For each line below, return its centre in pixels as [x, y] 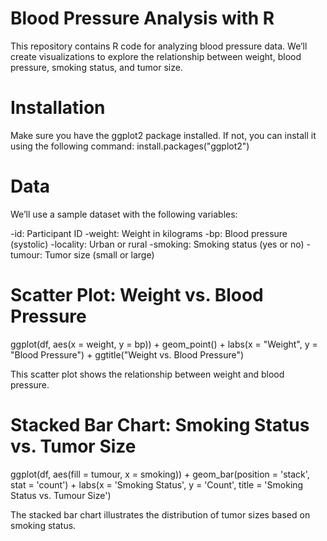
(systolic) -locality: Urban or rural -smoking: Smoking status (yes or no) [157, 244]
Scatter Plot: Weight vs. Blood [137, 295]
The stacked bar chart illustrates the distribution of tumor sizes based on [160, 514]
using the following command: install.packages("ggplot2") [130, 146]
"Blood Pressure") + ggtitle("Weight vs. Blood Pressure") [127, 354]
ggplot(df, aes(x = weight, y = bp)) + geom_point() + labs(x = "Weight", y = [164, 344]
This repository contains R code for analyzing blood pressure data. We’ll [159, 46]
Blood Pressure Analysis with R [142, 18]
